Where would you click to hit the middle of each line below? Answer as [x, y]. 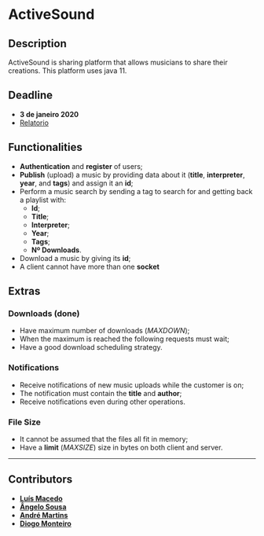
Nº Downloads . [56, 250]
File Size [25, 422]
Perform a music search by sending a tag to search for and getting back [136, 191]
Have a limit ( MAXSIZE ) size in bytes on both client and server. [121, 447]
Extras [24, 291]
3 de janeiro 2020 [49, 114]
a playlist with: [43, 200]
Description [37, 44]
